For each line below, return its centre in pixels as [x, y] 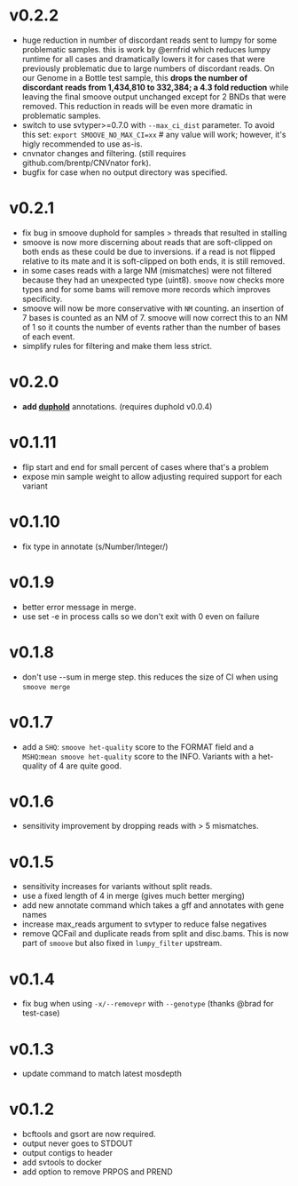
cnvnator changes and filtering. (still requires [104, 153]
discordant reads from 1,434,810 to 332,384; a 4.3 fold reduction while [155, 87]
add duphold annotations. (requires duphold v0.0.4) [117, 406]
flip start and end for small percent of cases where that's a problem [145, 466]
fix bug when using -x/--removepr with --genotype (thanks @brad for [148, 1004]
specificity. [42, 298]
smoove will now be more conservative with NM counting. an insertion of [153, 308]
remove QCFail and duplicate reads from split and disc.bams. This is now [155, 934]
